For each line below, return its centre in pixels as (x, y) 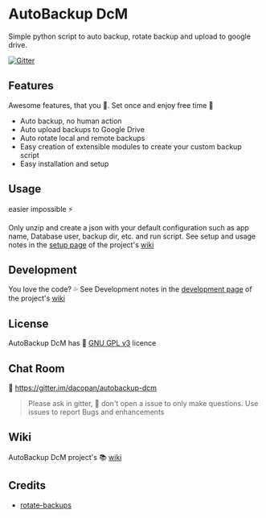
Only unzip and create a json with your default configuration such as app (129, 227)
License (29, 323)
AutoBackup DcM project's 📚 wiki (65, 457)
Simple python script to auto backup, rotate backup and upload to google (130, 36)
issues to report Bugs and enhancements (96, 412)
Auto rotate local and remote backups (82, 138)
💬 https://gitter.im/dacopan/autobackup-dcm (83, 388)
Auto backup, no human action (71, 121)
